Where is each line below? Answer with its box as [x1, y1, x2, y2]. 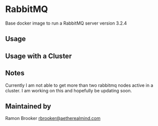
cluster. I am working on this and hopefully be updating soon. [5, 87, 132, 93]
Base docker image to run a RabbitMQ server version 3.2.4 [5, 20, 127, 26]
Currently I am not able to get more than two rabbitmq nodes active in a [5, 82, 153, 88]
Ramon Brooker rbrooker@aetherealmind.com [5, 115, 101, 121]
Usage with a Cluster [5, 52, 72, 60]
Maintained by [5, 102, 51, 110]
